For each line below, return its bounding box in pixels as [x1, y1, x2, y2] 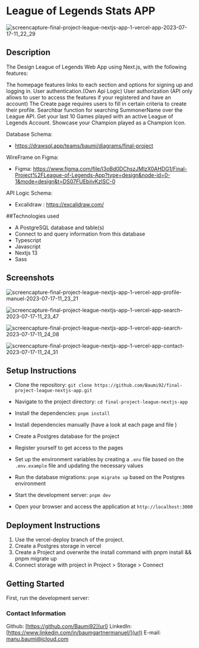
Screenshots [6, 273, 55, 283]
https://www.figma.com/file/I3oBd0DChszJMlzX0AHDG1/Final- [33, 165, 187, 172]
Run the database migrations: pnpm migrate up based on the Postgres [14, 474, 185, 481]
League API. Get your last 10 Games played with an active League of [6, 112, 173, 120]
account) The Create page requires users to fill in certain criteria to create [6, 100, 187, 107]
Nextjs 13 [14, 249, 37, 256]
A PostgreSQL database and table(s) [14, 224, 105, 231]
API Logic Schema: [6, 189, 53, 196]
